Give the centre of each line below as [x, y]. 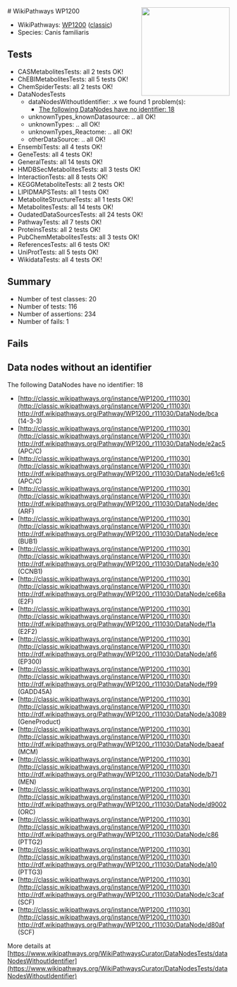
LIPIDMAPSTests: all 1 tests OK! [63, 192]
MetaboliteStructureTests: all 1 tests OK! [75, 199]
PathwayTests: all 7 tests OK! [60, 221]
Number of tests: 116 [47, 306]
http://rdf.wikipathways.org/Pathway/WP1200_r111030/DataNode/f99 [117, 684]
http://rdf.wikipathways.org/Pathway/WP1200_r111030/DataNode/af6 [117, 654]
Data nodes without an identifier [80, 368]
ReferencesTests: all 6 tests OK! [64, 244]
